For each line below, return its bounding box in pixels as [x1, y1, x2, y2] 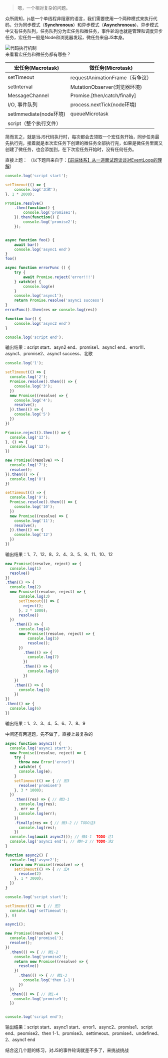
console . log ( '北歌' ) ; [14, 187, 58, 192]
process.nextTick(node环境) [70, 101, 137, 108]
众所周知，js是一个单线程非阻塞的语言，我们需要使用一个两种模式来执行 [5, 16, 153, 22]
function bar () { [5, 316, 41, 321]
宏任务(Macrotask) [14, 65, 59, 71]
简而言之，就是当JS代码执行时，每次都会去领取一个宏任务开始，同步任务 [5, 134, 155, 140]
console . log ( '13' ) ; [9, 435, 50, 440]
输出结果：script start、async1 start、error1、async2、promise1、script [5, 1024, 153, 1030]
